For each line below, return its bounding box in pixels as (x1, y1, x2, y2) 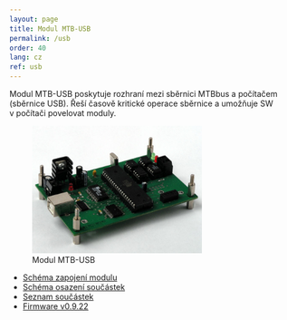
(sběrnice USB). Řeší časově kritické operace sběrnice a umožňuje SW (9, 98, 273, 109)
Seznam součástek (22, 291, 94, 302)
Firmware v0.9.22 (22, 301, 89, 312)
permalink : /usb (9, 34, 71, 43)
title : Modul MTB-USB (9, 24, 91, 34)
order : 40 (9, 44, 47, 53)
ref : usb (9, 63, 43, 72)
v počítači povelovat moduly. (9, 108, 117, 118)
